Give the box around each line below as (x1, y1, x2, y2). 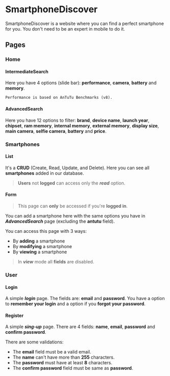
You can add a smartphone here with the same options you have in (5, 212, 146, 219)
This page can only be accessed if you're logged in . (17, 203, 128, 209)
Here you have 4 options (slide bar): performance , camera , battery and (5, 80, 157, 86)
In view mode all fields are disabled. (17, 258, 94, 264)
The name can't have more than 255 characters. (12, 354, 115, 360)
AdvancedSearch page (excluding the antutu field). (5, 218, 115, 224)
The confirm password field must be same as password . (12, 365, 133, 371)
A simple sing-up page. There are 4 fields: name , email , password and (5, 324, 155, 330)
